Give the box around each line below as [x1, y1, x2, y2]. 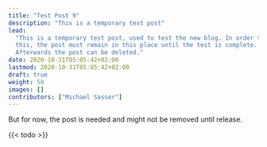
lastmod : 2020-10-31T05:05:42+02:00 [8, 64, 130, 72]
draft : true [8, 71, 48, 79]
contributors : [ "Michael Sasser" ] [8, 93, 123, 101]
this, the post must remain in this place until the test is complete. [15, 41, 258, 49]
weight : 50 [8, 78, 44, 86]
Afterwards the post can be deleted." [15, 48, 145, 56]
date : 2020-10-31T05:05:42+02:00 [8, 56, 119, 64]
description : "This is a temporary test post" [8, 19, 165, 27]
